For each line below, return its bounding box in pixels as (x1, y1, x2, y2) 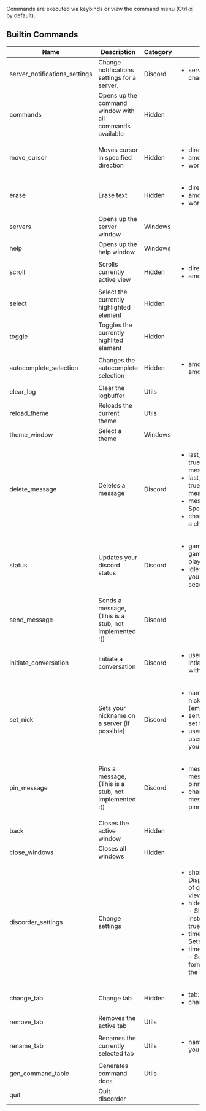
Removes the (97, 1013, 136, 1022)
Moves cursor (97, 146, 139, 154)
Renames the (97, 1034, 136, 1042)
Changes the (97, 356, 135, 364)
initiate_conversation (9, 658, 69, 667)
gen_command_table (9, 1069, 69, 1077)
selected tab (97, 1049, 134, 1058)
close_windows (9, 848, 54, 856)
